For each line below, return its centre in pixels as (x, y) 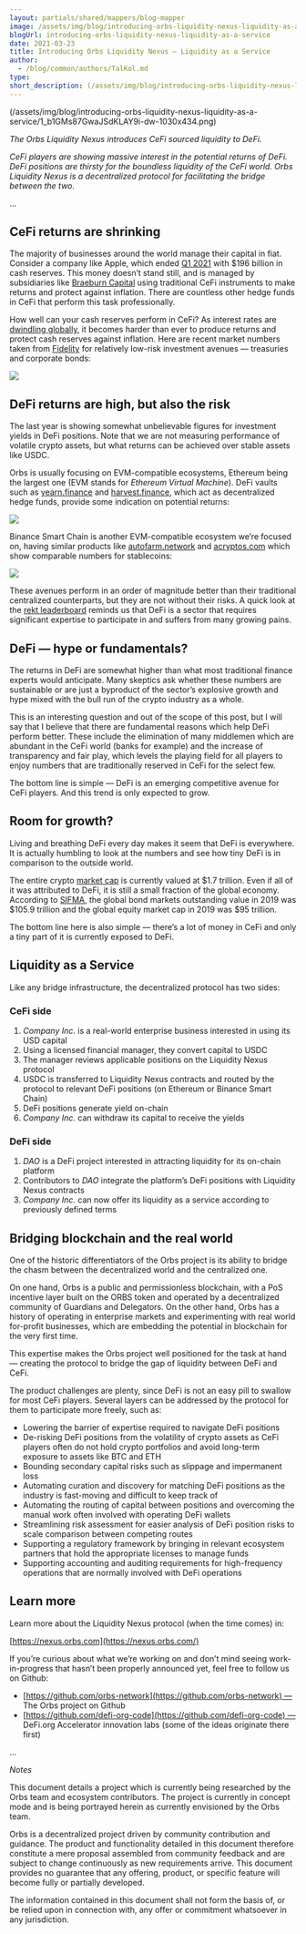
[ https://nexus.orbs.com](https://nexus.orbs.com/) (104, 1641)
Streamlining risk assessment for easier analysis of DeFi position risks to (158, 1525)
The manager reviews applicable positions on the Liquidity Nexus (145, 1059)
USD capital (45, 1040)
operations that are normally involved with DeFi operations (133, 1573)
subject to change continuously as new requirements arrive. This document (151, 1863)
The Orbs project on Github (74, 1705)
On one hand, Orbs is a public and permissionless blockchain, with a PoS (147, 1288)
